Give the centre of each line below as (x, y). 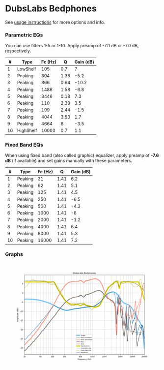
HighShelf (27, 130)
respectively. (18, 51)
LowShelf (27, 69)
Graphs (14, 254)
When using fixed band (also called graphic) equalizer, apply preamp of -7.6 (82, 155)
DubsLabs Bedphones (51, 9)
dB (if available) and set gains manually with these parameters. (69, 161)
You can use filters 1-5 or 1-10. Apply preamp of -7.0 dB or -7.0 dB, (72, 46)
